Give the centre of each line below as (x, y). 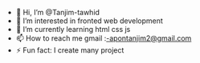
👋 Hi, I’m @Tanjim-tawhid (58, 12)
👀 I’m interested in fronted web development (89, 21)
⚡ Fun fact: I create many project (70, 50)
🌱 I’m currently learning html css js (73, 29)
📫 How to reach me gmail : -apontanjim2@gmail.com (104, 38)
